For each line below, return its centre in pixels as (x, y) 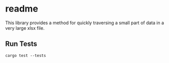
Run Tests (21, 44)
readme (22, 9)
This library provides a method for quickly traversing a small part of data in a (84, 23)
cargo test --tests (26, 55)
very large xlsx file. (25, 28)
